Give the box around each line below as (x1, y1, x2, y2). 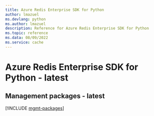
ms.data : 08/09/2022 (5, 35, 49, 40)
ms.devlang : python (5, 16, 46, 21)
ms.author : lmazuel (5, 21, 46, 26)
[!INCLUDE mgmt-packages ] (5, 105, 64, 111)
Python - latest (5, 72, 69, 83)
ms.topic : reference (5, 30, 49, 35)
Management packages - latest (5, 92, 105, 100)
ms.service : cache (5, 40, 44, 45)
